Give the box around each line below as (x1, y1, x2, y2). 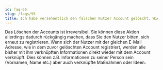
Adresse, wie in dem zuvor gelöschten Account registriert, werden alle (5, 44, 146, 50)
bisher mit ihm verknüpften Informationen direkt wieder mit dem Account (5, 49, 151, 55)
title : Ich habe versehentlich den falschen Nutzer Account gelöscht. (5, 16, 151, 21)
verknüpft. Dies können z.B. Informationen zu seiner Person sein (5, 55, 134, 60)
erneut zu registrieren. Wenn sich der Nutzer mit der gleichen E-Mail (5, 39, 142, 45)
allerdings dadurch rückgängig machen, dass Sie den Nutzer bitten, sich (5, 34, 149, 40)
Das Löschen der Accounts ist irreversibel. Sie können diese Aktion (5, 29, 139, 35)
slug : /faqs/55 (5, 12, 36, 16)
